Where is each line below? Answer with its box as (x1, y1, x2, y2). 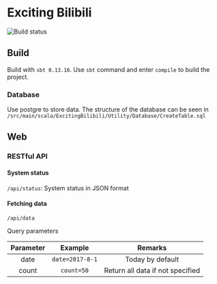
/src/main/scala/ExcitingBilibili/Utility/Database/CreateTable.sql (7, 113, 206, 120)
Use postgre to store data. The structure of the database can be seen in (7, 105, 209, 114)
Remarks (137, 243, 167, 253)
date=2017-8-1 (51, 255, 98, 263)
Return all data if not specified (104, 266, 201, 275)
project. (7, 73, 29, 81)
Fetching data (7, 200, 48, 208)
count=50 (60, 266, 89, 274)
